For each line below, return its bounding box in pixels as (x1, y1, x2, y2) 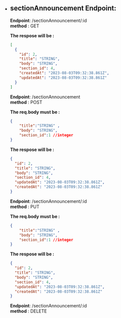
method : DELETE (10, 308, 47, 314)
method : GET (10, 23, 40, 29)
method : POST (10, 99, 43, 105)
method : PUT (10, 203, 40, 209)
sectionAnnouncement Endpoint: (10, 4, 116, 13)
